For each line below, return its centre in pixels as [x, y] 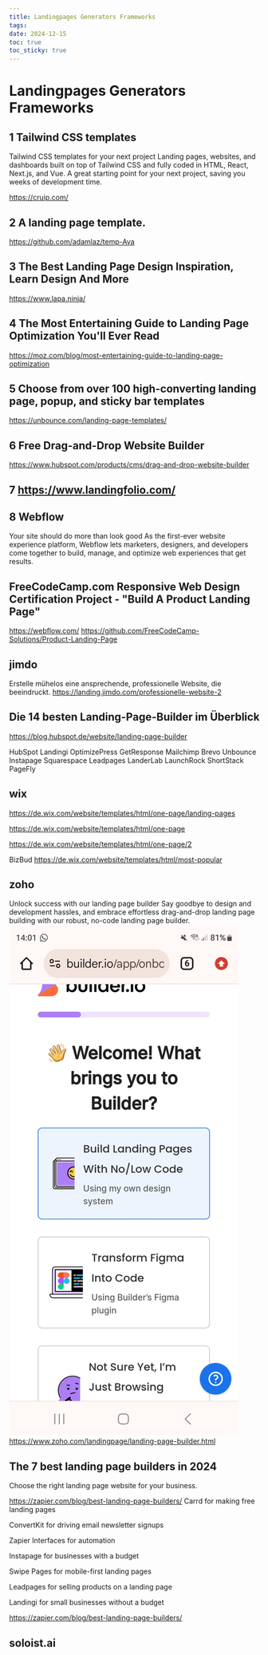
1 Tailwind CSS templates [73, 137]
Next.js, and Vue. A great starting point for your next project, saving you [127, 174]
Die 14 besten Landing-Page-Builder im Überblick [134, 717]
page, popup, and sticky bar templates [107, 401]
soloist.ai [33, 1643]
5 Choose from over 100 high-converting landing [133, 388]
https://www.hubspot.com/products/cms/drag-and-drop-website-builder [129, 465]
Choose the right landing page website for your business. [103, 1486]
